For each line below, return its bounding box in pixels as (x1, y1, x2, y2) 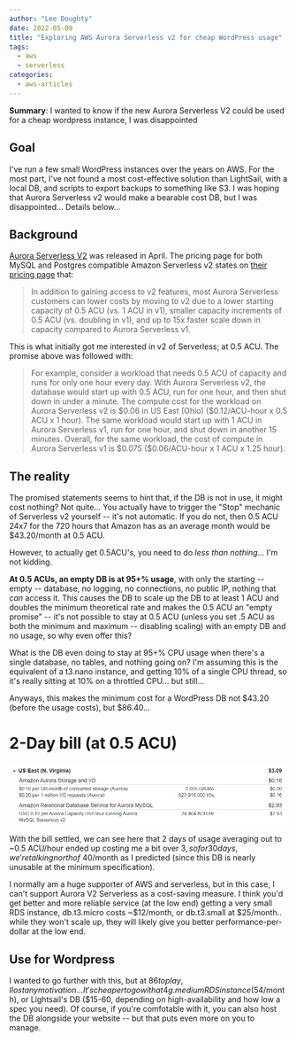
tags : (9, 43, 29, 51)
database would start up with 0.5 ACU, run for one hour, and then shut (30, 386, 287, 398)
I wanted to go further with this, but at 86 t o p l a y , (9, 976, 184, 986)
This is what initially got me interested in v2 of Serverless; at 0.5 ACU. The (9, 341, 279, 352)
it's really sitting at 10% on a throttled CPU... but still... (9, 676, 205, 687)
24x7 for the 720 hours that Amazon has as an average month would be (9, 521, 271, 532)
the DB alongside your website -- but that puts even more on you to (9, 1013, 255, 1023)
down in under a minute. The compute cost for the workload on (30, 396, 262, 407)
